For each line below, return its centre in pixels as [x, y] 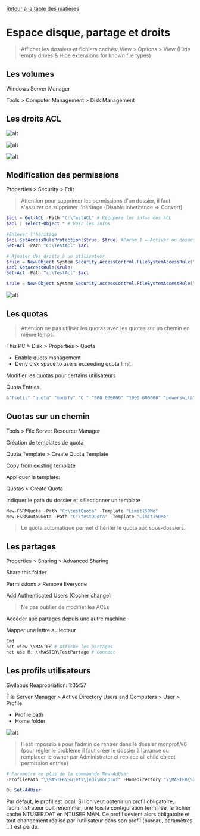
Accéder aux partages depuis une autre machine [66, 619]
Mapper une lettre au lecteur [41, 630]
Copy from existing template [41, 465]
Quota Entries [23, 387]
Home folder [30, 721]
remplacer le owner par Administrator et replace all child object [98, 757]
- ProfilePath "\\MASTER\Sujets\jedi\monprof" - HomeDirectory [84, 779]
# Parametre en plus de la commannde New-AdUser [68, 774]
